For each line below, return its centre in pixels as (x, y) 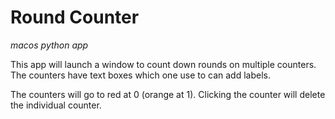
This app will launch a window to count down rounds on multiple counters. (163, 64)
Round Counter (75, 17)
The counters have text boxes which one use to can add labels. (140, 75)
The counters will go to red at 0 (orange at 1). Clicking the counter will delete (168, 94)
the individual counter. (56, 105)
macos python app (49, 45)
